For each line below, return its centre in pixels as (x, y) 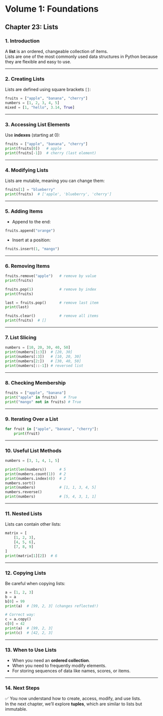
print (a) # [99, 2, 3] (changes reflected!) (52, 606)
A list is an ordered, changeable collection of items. (57, 51)
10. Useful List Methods (33, 450)
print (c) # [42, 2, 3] (29, 633)
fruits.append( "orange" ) (30, 231)
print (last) (17, 307)
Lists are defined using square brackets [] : (48, 90)
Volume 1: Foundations (52, 9)
